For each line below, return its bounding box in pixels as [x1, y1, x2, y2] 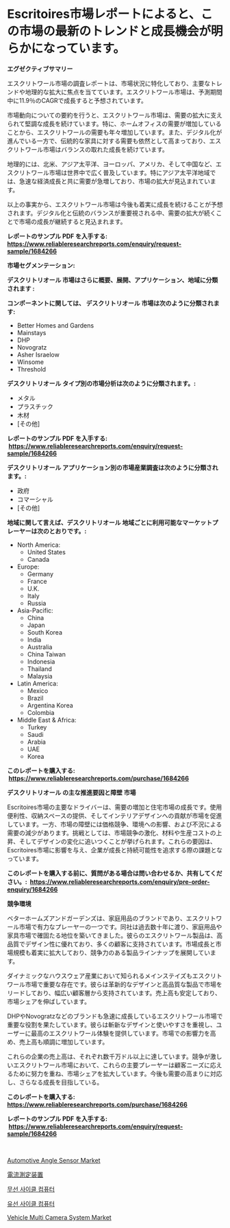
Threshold [16, 365, 47, 373]
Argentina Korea [27, 701, 73, 709]
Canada [27, 555, 50, 563]
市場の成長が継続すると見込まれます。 [18, 217, 127, 225]
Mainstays [16, 328, 47, 337]
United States [27, 547, 66, 556]
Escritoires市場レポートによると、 [7, 6, 201, 22]
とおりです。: [49, 527, 87, 535]
